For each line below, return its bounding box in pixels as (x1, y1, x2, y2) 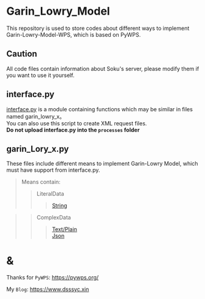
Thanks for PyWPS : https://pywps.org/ (6, 274, 99, 281)
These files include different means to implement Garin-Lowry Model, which (6, 160, 198, 168)
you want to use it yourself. (6, 72, 75, 79)
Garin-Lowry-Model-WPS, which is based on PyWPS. (6, 31, 141, 38)
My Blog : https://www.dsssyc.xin (6, 286, 89, 293)
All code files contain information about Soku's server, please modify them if (6, 65, 199, 72)
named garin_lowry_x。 (6, 113, 65, 120)
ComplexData (36, 214, 72, 221)
